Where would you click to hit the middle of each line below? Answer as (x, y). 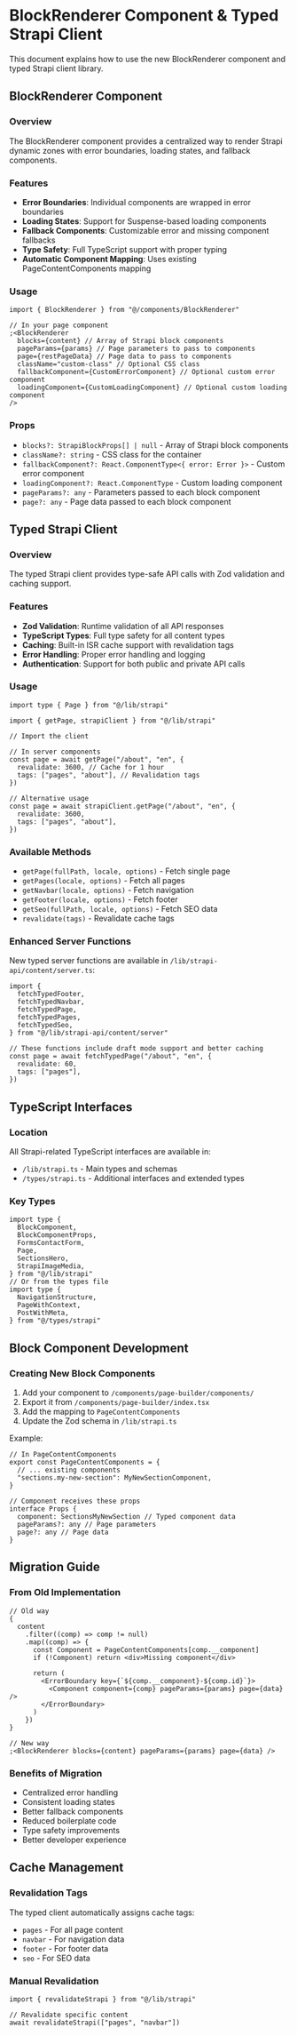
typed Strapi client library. (56, 68)
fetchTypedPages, (49, 1018)
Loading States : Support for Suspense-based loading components (144, 221)
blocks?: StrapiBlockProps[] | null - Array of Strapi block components (155, 444)
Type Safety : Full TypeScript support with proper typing (125, 249)
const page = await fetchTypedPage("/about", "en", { (111, 1057)
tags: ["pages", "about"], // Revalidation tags (109, 775)
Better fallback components (73, 1812)
